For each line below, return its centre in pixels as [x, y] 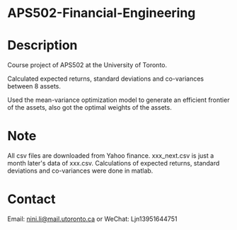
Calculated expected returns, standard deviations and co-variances [105, 79]
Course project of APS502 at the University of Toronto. [87, 65]
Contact [31, 199]
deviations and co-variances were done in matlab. [80, 171]
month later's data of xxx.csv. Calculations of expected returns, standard [114, 163]
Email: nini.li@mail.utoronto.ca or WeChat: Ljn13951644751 [92, 219]
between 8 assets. [34, 86]
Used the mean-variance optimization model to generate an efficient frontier [118, 100]
